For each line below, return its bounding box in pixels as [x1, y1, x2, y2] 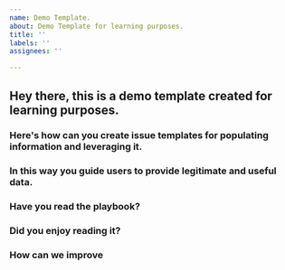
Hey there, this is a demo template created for [9, 88, 273, 104]
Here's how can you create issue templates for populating [9, 129, 269, 142]
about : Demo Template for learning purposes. [9, 22, 184, 31]
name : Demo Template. [9, 13, 91, 23]
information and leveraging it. [9, 141, 143, 154]
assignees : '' [9, 47, 63, 56]
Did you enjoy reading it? [9, 225, 121, 237]
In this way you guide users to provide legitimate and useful [9, 164, 278, 177]
